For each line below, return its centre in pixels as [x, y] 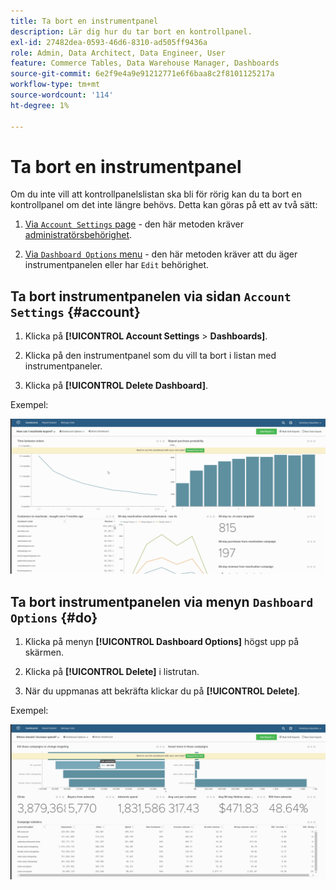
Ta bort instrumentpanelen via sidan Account [151, 296]
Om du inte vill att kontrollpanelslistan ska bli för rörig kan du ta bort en [156, 194]
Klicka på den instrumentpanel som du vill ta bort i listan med [150, 356]
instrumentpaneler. [63, 366]
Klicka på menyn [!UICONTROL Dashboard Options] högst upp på [162, 642]
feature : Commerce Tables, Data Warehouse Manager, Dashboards [145, 63]
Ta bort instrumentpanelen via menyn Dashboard [162, 601]
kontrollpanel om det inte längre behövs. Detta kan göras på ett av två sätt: [164, 205]
